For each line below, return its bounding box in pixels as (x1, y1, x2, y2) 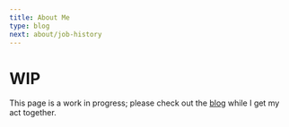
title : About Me (9, 13, 70, 22)
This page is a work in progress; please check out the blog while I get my (9, 97, 280, 108)
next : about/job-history (9, 30, 102, 38)
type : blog (9, 21, 50, 30)
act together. (9, 107, 57, 118)
